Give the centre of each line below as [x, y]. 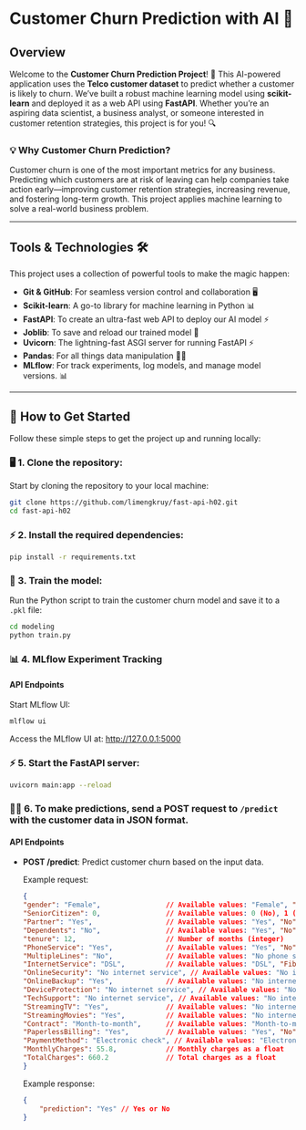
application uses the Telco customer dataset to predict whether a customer [152, 84]
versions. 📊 [45, 376]
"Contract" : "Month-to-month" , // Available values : [135, 1024]
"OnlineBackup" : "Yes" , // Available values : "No [143, 981]
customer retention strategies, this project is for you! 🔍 [113, 123]
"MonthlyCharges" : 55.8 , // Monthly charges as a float [153, 1049]
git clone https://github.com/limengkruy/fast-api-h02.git [124, 503]
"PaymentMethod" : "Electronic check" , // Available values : [139, 1041]
